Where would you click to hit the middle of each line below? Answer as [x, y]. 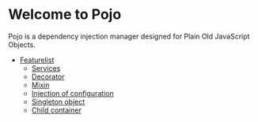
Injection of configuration [73, 93]
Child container [56, 110]
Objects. [22, 44]
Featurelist [37, 60]
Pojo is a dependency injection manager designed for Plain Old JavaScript [129, 36]
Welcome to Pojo [65, 15]
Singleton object [58, 102]
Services [46, 68]
